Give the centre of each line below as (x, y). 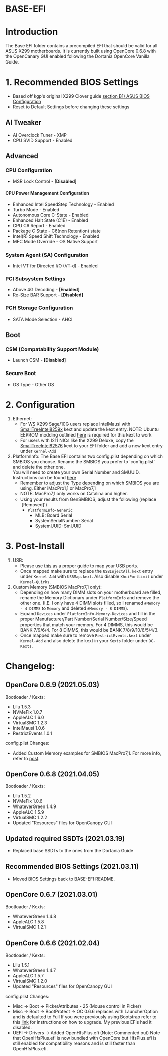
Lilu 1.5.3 (22, 707)
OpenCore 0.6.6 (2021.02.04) (52, 943)
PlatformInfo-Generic (50, 510)
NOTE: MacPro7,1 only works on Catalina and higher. (74, 493)
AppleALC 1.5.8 (28, 922)
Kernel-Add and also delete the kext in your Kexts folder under (84, 640)
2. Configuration (40, 405)
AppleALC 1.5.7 (28, 975)
